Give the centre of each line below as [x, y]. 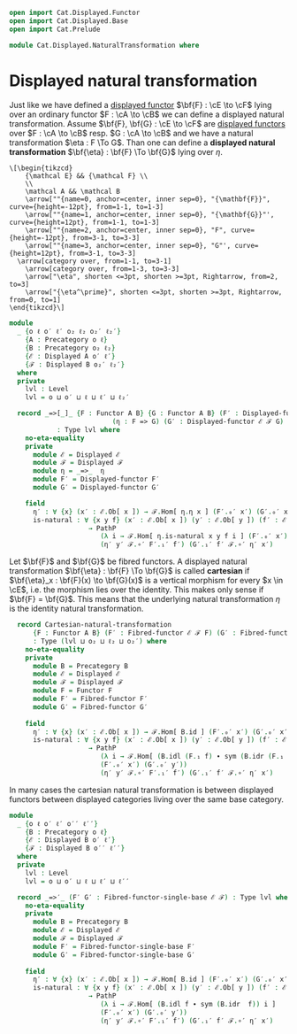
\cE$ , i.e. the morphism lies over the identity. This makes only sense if [137, 590]
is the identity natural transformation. [76, 609]
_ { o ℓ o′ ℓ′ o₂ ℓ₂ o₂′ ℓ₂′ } [69, 332]
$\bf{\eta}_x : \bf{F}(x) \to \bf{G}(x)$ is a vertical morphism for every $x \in [146, 581]
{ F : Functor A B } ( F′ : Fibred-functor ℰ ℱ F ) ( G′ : [134, 633]
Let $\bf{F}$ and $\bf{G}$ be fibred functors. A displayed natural [128, 561]
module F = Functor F [72, 691]
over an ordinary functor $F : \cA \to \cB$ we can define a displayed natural [147, 114]
